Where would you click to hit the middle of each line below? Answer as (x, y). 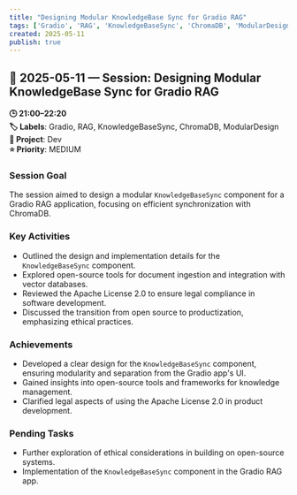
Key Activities (40, 237)
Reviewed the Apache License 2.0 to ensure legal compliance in (138, 293)
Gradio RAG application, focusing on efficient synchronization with (130, 204)
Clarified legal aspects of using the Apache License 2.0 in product (142, 401)
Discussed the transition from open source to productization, (133, 312)
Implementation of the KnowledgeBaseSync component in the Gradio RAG (152, 472)
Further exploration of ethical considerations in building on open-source (153, 453)
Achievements (41, 344)
